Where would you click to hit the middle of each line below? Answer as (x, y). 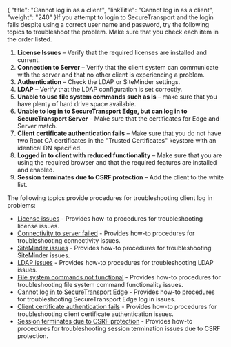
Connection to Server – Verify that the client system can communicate (118, 67)
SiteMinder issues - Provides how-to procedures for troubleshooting (114, 248)
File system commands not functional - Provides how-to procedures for (119, 277)
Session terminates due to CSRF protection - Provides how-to (105, 321)
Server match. (37, 126)
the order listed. (30, 39)
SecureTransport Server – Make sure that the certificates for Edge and (118, 119)
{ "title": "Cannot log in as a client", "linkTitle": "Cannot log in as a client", (110, 10)
